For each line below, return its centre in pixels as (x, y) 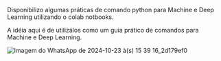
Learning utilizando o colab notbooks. (61, 17)
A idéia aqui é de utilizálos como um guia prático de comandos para (103, 30)
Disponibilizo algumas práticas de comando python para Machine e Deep (111, 10)
